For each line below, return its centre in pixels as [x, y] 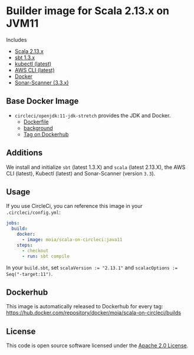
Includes [17, 40]
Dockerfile [36, 122]
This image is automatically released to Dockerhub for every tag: [85, 307]
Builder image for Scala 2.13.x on [88, 11]
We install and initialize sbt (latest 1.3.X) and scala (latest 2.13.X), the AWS [96, 167]
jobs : [13, 223]
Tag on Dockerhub [46, 134]
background [38, 128]
